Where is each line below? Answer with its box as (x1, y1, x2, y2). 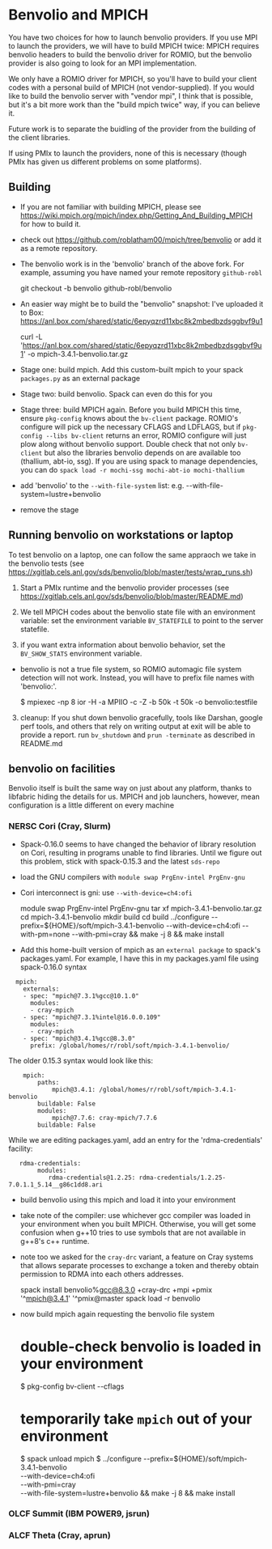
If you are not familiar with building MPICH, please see (19, 202, 202, 211)
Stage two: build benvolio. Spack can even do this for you (19, 388, 213, 398)
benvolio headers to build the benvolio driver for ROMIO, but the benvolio (8, 49, 253, 59)
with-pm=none (19, 929, 70, 939)
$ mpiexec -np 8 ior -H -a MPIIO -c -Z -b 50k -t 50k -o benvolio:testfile (19, 697, 257, 707)
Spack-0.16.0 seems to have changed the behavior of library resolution (19, 839, 257, 849)
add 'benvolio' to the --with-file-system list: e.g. (19, 480, 185, 490)
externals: (23, 985, 60, 993)
